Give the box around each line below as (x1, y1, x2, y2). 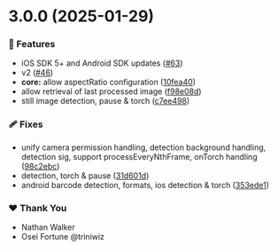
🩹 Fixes (8, 118, 43, 130)
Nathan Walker (20, 222, 76, 232)
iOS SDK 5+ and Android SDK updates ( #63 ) (20, 58, 183, 68)
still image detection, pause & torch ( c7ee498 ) (20, 96, 190, 106)
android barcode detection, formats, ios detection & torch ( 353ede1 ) (20, 179, 270, 190)
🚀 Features (8, 38, 56, 51)
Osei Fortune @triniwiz (20, 231, 105, 242)
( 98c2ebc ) (20, 161, 60, 171)
